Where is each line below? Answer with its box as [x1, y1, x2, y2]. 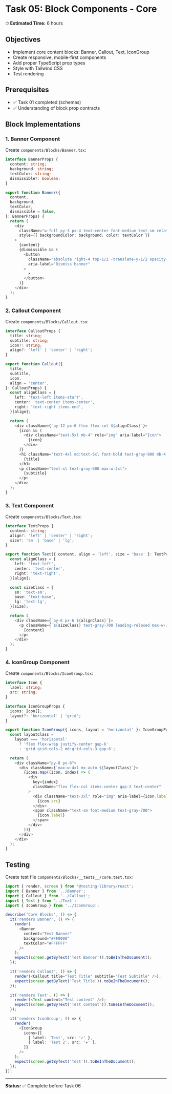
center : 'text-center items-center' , [14, 400, 95, 405]
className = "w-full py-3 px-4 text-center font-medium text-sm [18, 228, 155, 233]
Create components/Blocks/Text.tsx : [5, 513, 82, 520]
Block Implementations [5, 120, 81, 129]
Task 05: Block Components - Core [5, 3, 157, 15]
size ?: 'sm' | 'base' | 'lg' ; [10, 538, 74, 543]
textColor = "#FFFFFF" [24, 941, 68, 946]
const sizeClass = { [10, 585, 54, 590]
